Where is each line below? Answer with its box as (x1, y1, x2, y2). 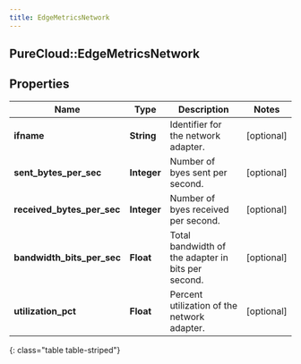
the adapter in (169, 251, 228, 264)
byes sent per (169, 166, 228, 179)
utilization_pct (13, 305, 76, 317)
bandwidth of (169, 240, 227, 252)
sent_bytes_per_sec (13, 166, 102, 179)
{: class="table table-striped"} (9, 344, 121, 355)
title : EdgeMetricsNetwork (9, 13, 110, 22)
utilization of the (169, 299, 238, 311)
